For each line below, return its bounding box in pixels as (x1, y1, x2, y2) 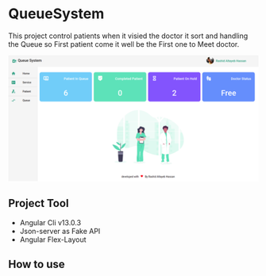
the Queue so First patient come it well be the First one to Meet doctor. (8, 39, 240, 48)
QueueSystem (8, 5, 105, 23)
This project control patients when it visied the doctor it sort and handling (8, 31, 249, 40)
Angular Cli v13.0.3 (19, 217, 82, 227)
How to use (8, 258, 65, 271)
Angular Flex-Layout (19, 235, 87, 244)
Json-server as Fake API (19, 226, 101, 236)
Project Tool (8, 197, 69, 210)
